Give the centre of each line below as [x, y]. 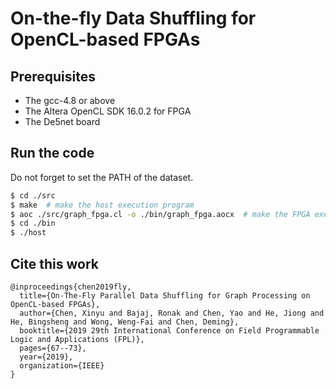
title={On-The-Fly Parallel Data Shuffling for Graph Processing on [165, 296]
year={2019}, [46, 357]
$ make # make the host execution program [102, 205]
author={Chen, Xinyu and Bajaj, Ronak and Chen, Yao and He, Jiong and [172, 313]
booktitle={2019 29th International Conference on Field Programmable [169, 331]
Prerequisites [53, 76]
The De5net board [62, 121]
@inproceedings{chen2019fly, [71, 287]
